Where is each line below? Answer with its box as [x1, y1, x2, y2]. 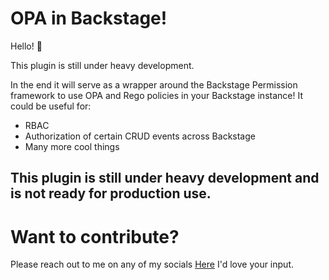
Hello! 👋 [10, 40, 43, 52]
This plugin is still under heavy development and [10, 170, 320, 187]
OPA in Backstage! [10, 7, 168, 30]
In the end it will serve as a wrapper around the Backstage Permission [10, 78, 298, 91]
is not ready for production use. [10, 185, 212, 202]
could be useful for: [10, 100, 92, 112]
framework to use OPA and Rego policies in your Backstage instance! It [10, 89, 303, 101]
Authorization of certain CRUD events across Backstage [24, 130, 256, 142]
